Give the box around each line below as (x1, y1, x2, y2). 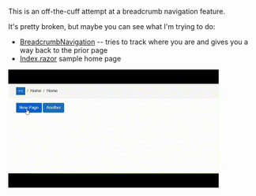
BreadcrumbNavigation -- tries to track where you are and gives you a (19, 37, 249, 46)
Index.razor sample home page (19, 54, 122, 63)
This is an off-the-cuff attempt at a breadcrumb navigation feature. (8, 7, 226, 16)
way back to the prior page (19, 46, 108, 54)
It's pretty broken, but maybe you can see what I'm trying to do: (8, 22, 216, 31)
